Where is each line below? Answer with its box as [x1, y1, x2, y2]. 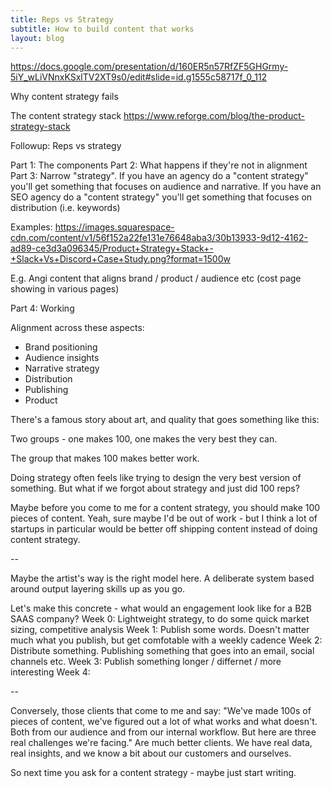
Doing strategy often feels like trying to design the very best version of [10, 472, 302, 484]
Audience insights [24, 352, 100, 364]
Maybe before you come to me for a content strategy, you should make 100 [10, 502, 321, 514]
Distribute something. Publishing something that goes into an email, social [10, 645, 315, 657]
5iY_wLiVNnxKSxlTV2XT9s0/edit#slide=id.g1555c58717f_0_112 [10, 71, 268, 83]
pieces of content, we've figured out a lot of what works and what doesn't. [10, 716, 318, 728]
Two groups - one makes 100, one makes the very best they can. [10, 433, 278, 445]
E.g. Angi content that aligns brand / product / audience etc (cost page [10, 272, 302, 285]
